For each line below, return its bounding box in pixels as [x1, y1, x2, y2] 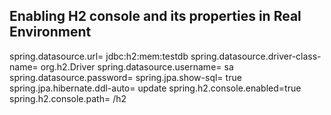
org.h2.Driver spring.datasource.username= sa [40, 60, 234, 73]
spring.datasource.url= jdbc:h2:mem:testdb [9, 50, 189, 62]
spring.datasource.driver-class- [190, 50, 322, 62]
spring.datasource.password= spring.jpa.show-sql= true [9, 71, 242, 83]
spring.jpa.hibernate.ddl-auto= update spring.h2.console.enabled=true [9, 82, 302, 94]
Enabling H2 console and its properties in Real [9, 8, 302, 25]
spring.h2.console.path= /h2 [9, 92, 127, 104]
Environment [9, 24, 92, 41]
